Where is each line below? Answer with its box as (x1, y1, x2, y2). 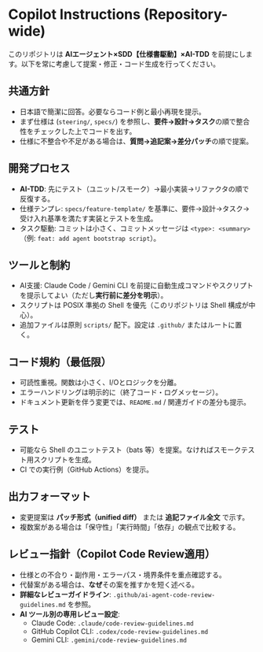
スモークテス (213, 445, 255, 454)
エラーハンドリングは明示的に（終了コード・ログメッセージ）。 (19, 387, 223, 397)
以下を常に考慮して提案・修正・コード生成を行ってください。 (20, 59, 221, 69)
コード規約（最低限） (8, 355, 111, 369)
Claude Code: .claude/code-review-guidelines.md (31, 618, 194, 628)
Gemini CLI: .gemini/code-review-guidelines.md (31, 635, 187, 644)
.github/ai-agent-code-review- (112, 591, 216, 599)
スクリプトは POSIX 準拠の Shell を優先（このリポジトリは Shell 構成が (19, 301, 249, 310)
